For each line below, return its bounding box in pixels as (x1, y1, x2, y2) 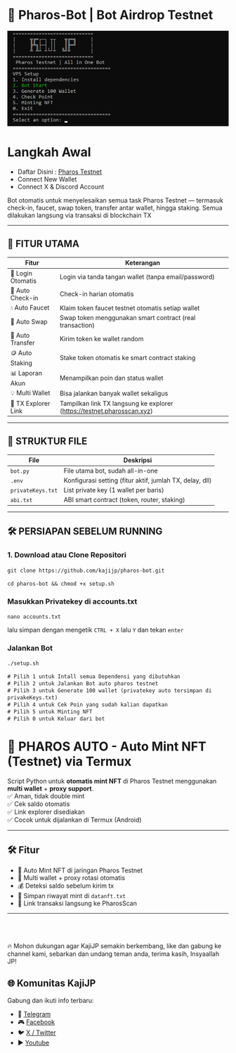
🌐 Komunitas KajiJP (7, 978, 96, 990)
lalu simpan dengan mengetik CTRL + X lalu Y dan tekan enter (7, 625, 184, 634)
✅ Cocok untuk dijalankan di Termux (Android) (7, 816, 142, 824)
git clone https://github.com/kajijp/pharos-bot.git (7, 567, 165, 574)
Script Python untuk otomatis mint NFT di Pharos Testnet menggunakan (7, 777, 217, 786)
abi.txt (10, 497, 33, 504)
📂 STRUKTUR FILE (7, 435, 88, 447)
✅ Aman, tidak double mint (7, 792, 85, 800)
